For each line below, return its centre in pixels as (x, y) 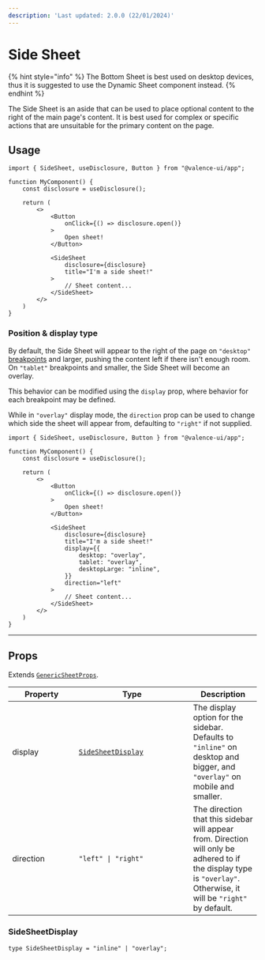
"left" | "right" (111, 859)
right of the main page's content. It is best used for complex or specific (123, 117)
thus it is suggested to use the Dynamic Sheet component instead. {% (122, 85)
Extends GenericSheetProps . (53, 675)
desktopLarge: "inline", (119, 569)
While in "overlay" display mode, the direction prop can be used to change (132, 415)
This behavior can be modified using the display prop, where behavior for (128, 391)
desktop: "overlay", (112, 555)
